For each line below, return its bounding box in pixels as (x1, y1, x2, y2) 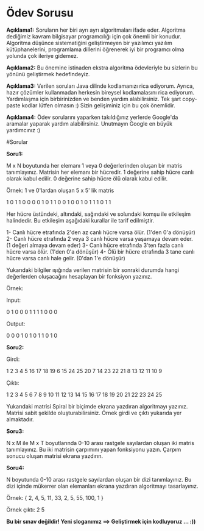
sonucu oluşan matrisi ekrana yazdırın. (6, 452, 104, 460)
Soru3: (6, 427, 24, 435)
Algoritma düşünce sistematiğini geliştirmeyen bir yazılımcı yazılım (6, 39, 172, 46)
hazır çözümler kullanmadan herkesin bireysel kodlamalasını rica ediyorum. (6, 88, 195, 96)
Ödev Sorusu (6, 6, 74, 20)
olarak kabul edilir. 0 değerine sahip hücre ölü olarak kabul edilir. (6, 174, 168, 182)
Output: (6, 320, 26, 327)
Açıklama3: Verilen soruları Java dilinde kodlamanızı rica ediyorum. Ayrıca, (6, 82, 195, 90)
